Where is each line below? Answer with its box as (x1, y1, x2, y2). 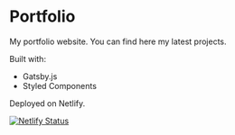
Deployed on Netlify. (9, 97, 86, 109)
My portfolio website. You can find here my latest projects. (9, 36, 228, 47)
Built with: (9, 53, 47, 64)
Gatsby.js (22, 70, 58, 82)
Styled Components (22, 80, 98, 91)
